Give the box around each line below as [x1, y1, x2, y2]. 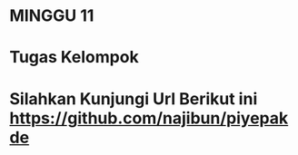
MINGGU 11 [9, 5, 94, 26]
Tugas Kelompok [9, 47, 139, 68]
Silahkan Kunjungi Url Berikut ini [9, 88, 258, 109]
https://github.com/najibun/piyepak [9, 108, 289, 128]
